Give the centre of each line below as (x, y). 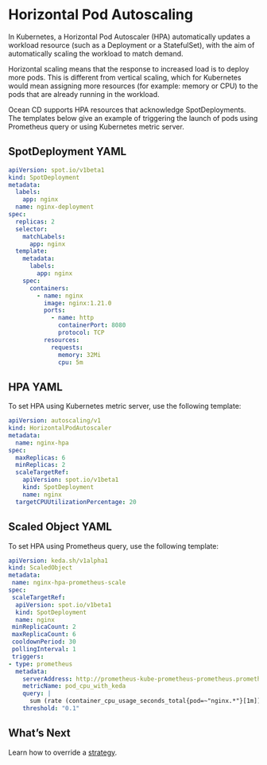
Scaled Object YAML (60, 527)
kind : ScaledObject (41, 568)
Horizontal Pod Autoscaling (101, 15)
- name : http (72, 318)
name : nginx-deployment (54, 207)
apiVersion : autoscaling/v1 (55, 421)
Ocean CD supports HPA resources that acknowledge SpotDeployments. (127, 110)
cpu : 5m (71, 362)
